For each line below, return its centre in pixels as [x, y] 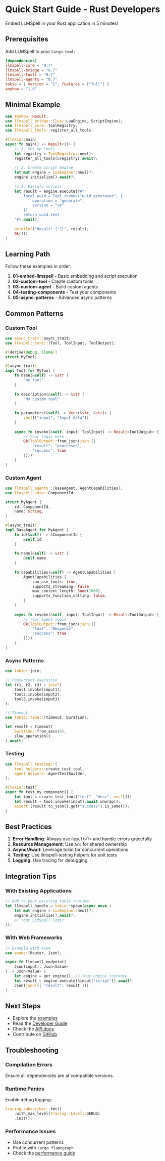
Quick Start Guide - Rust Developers [83, 9]
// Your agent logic [45, 619]
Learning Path [28, 254]
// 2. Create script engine [44, 168]
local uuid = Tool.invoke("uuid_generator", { [73, 196]
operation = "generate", [58, 201]
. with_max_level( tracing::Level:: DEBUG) [57, 1114]
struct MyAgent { [23, 502]
